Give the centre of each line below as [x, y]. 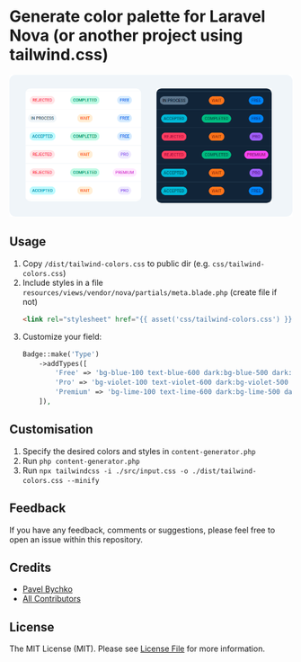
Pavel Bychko [48, 589]
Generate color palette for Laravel [137, 17]
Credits [31, 567]
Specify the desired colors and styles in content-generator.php [139, 451]
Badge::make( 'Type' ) [61, 354]
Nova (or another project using [126, 36]
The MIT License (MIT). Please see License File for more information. [137, 649]
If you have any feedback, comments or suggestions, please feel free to [142, 530]
